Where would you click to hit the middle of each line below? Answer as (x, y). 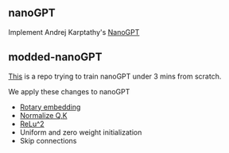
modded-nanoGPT (55, 57)
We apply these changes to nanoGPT (69, 91)
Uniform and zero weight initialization (81, 132)
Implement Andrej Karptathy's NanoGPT (74, 32)
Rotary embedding (50, 107)
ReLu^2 (32, 124)
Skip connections (48, 140)
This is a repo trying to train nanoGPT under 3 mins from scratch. (115, 76)
